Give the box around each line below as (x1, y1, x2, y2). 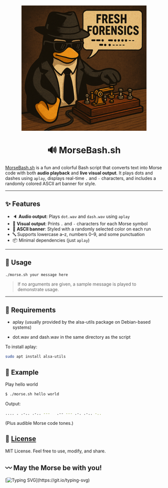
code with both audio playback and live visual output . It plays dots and (5, 170, 153, 176)
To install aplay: (5, 344, 37, 350)
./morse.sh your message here (5, 272, 68, 277)
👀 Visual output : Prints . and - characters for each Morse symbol (12, 220, 148, 226)
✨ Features (5, 200, 40, 208)
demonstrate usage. (17, 287, 59, 293)
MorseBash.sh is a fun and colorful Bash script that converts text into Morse (5, 164, 162, 170)
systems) (12, 324, 31, 331)
